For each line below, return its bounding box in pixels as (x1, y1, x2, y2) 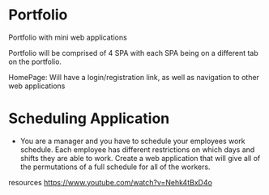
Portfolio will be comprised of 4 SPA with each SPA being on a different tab (8, 48, 259, 57)
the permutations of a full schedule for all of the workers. (19, 162, 211, 172)
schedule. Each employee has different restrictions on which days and (19, 144, 255, 155)
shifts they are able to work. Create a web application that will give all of (19, 153, 261, 163)
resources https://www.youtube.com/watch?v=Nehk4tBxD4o (8, 177, 213, 187)
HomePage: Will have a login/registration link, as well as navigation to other (8, 72, 259, 82)
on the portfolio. (8, 57, 62, 66)
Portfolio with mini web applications (8, 32, 127, 42)
